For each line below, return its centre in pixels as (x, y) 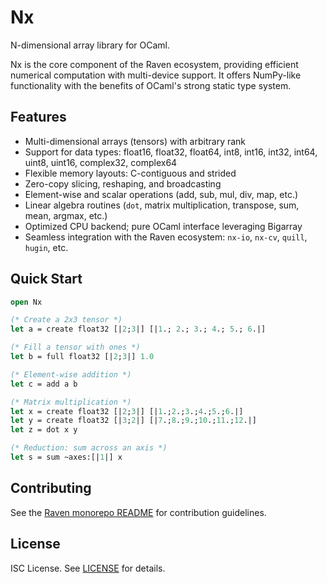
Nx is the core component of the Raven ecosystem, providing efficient (154, 64)
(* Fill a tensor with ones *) (75, 347)
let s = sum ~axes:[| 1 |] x (66, 457)
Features (38, 117)
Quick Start (46, 279)
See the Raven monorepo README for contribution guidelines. (138, 512)
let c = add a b (44, 384)
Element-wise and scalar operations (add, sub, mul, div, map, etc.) (161, 194)
